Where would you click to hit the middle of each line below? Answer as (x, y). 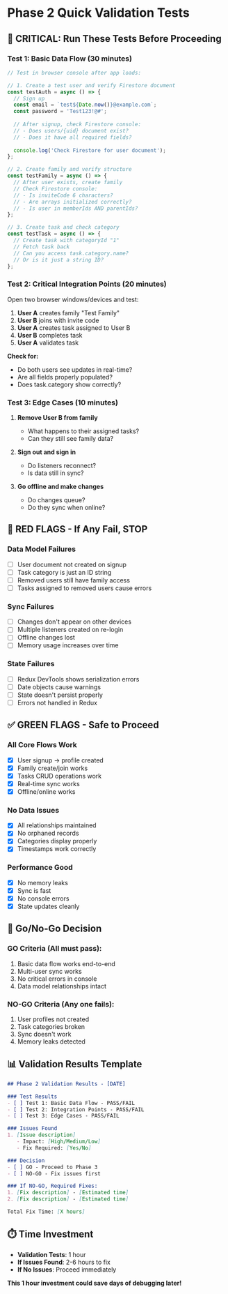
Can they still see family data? (71, 438)
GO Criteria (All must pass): (55, 949)
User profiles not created (53, 1019)
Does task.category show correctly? (69, 384)
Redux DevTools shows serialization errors (78, 679)
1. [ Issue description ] (42, 1135)
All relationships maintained (57, 825)
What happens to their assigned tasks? (83, 431)
